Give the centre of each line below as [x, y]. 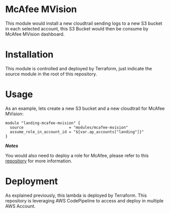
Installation [29, 55]
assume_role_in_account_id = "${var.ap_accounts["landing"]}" [77, 132]
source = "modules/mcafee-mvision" [69, 127]
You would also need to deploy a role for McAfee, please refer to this [77, 155]
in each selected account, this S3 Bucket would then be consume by [77, 28]
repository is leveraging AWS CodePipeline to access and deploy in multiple [84, 200]
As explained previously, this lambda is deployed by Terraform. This [76, 195]
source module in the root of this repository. [51, 74]
